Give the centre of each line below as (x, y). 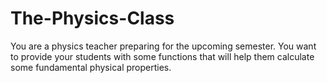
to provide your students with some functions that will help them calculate (162, 56)
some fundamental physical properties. (91, 67)
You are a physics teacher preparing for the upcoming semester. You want (163, 46)
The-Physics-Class (92, 18)
